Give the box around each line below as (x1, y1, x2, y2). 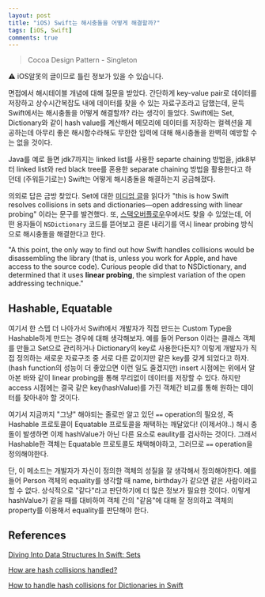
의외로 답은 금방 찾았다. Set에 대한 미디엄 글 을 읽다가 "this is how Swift (8, 191, 229, 201)
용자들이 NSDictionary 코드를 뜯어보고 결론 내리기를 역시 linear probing (16, 219, 240, 229)
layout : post (8, 11, 51, 20)
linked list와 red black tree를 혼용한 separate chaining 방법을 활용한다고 (16, 164, 244, 174)
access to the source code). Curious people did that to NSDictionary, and (8, 262, 247, 271)
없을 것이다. (16, 138, 53, 147)
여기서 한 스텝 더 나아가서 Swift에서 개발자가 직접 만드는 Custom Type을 (8, 323, 233, 333)
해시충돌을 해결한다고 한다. (22, 229, 106, 239)
